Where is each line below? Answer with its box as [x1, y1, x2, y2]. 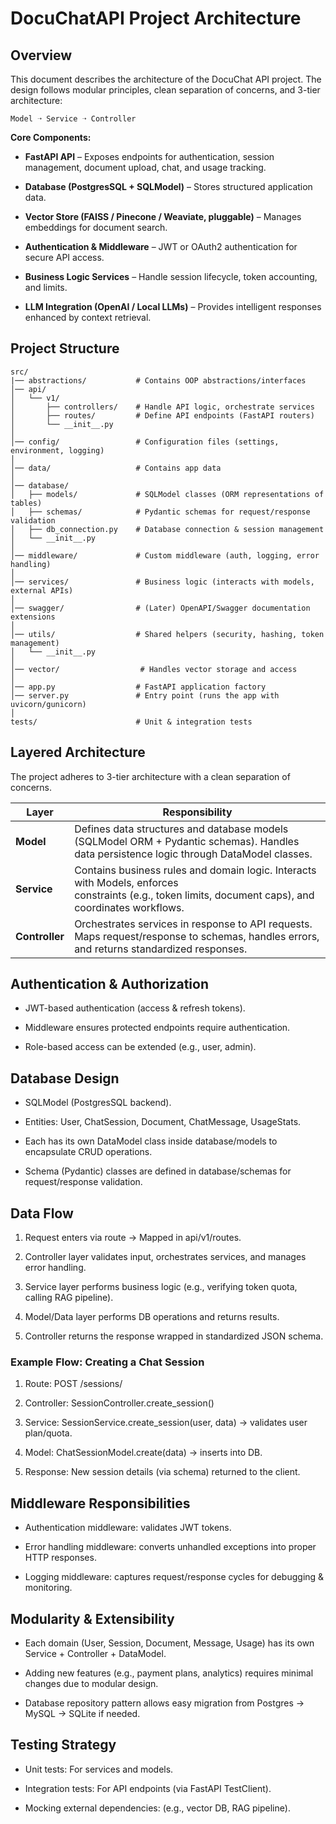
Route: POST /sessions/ [24, 1378, 123, 1390]
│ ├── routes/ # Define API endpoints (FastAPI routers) [10, 410, 315, 421]
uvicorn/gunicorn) [10, 699, 87, 709]
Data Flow [10, 1205, 74, 1222]
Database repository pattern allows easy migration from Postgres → [24, 1697, 305, 1709]
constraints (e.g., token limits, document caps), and [74, 888, 315, 902]
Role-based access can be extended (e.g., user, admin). [24, 1041, 257, 1053]
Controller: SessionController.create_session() [24, 1397, 215, 1409]
